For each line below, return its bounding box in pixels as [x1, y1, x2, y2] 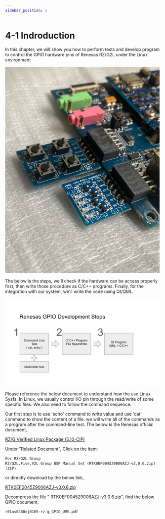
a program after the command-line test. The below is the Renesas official [5, 422, 154, 427]
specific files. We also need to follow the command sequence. [5, 401, 132, 408]
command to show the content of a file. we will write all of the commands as [5, 416, 160, 423]
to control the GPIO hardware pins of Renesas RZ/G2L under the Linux [5, 51, 148, 57]
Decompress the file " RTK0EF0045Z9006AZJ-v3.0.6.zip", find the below [5, 494, 155, 500]
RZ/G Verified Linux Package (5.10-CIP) [5, 436, 85, 442]
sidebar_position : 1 [5, 8, 48, 13]
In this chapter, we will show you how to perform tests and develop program [5, 46, 160, 52]
